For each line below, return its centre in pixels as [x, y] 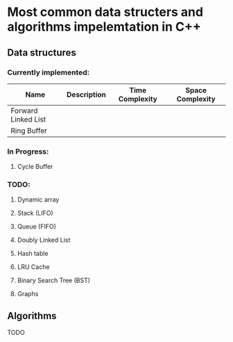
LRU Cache [33, 267]
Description [86, 95]
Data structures [42, 52]
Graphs [28, 294]
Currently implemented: [49, 72]
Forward [24, 111]
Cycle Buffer [35, 167]
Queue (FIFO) [37, 227]
